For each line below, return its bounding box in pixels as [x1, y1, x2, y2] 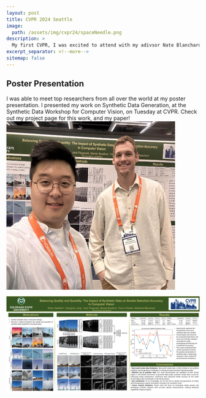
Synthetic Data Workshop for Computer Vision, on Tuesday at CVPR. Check [6, 108, 197, 115]
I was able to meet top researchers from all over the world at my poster [6, 95, 186, 102]
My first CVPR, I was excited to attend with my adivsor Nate [12, 42, 174, 48]
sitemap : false [6, 55, 45, 61]
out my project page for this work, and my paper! [6, 114, 131, 122]
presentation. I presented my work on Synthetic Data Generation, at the [6, 101, 186, 108]
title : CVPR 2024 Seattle [6, 16, 72, 23]
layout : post [6, 10, 40, 16]
